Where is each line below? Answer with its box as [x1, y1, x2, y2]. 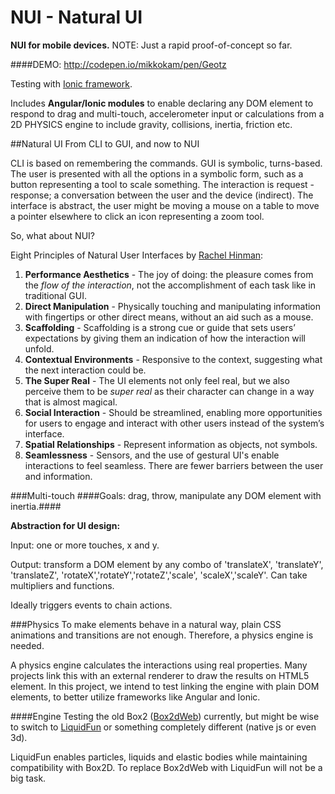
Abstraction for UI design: [10, 519, 121, 531]
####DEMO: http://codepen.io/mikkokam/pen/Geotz [10, 58, 227, 70]
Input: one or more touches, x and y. [10, 539, 160, 551]
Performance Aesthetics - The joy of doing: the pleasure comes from [24, 268, 314, 280]
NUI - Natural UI [10, 6, 143, 29]
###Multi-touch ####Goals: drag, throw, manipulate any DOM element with [10, 489, 322, 501]
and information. [24, 470, 93, 482]
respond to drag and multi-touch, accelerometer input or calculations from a [10, 107, 325, 120]
